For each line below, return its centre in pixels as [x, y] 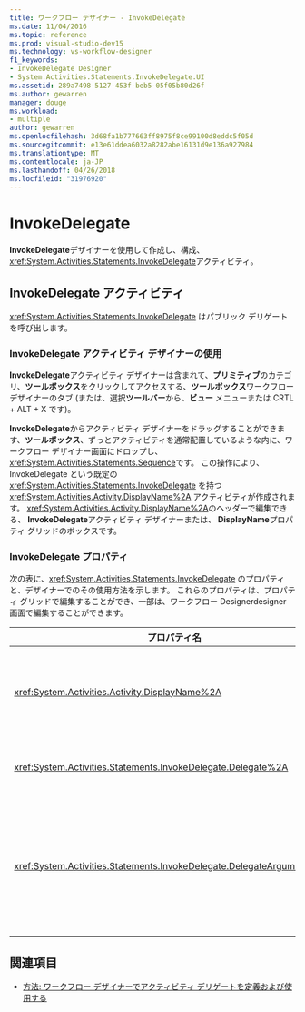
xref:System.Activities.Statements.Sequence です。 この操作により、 [137, 463]
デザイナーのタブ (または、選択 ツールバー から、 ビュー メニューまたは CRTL [152, 398]
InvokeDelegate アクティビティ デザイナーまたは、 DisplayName [148, 520]
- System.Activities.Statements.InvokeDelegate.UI [107, 77]
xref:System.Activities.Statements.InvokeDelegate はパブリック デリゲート [149, 316]
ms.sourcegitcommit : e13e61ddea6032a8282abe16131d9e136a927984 [132, 145]
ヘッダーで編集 [244, 508]
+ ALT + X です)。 [43, 410]
